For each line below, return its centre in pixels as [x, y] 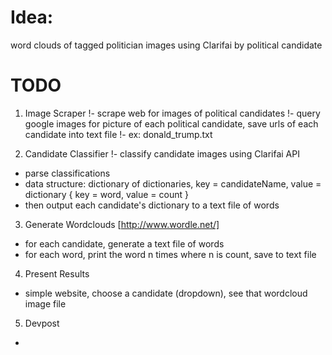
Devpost [42, 323]
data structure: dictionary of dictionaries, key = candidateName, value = [173, 183]
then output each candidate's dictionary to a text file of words [152, 205]
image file [45, 303]
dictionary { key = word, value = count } [106, 194]
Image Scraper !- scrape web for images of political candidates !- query [172, 113]
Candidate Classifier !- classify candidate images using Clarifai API [162, 153]
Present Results [57, 273]
